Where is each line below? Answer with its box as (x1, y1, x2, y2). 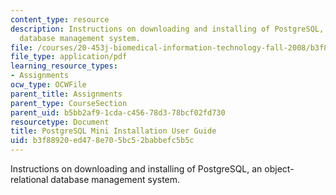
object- (264, 163, 295, 175)
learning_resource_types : (10, 61, 118, 71)
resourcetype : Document (10, 117, 110, 127)
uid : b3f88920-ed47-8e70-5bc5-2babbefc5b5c (10, 136, 195, 146)
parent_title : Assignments (10, 89, 123, 99)
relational (10, 174, 49, 185)
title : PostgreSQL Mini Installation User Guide (10, 126, 217, 136)
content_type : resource (10, 14, 110, 25)
